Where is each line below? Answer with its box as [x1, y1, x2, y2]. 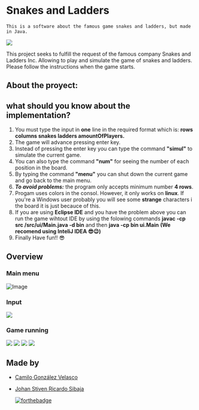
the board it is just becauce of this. [14, 202, 100, 209]
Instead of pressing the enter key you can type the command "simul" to [14, 145, 193, 153]
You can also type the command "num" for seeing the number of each [14, 158, 189, 165]
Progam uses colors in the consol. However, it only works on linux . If [14, 190, 184, 197]
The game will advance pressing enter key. [14, 139, 121, 146]
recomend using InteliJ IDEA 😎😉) [14, 228, 102, 235]
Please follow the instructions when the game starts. [6, 63, 136, 70]
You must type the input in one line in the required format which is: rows [14, 126, 193, 133]
